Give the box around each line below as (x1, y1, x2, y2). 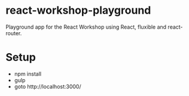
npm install (14, 70, 42, 78)
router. (5, 29, 22, 36)
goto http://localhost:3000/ (14, 83, 81, 90)
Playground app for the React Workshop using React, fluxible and (5, 23, 167, 30)
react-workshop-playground (5, 4, 151, 17)
